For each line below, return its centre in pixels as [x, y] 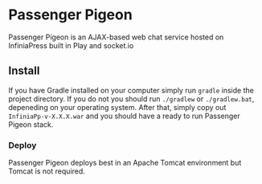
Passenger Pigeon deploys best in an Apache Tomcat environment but [125, 163]
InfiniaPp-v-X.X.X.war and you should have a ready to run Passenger [125, 116]
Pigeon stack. [31, 124]
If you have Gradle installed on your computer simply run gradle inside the [131, 90]
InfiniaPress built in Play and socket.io [71, 45]
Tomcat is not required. [47, 171]
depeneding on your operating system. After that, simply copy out [117, 107]
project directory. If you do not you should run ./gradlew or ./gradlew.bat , [131, 99]
